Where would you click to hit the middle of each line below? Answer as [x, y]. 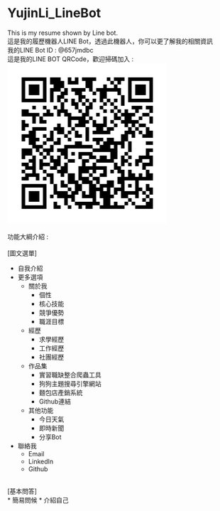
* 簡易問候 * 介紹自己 [38, 500]
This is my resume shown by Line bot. [63, 33]
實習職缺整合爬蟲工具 [70, 375]
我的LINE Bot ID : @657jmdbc [50, 50]
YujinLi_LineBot [54, 13]
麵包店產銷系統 [61, 392]
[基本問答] [22, 491]
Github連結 [55, 401]
